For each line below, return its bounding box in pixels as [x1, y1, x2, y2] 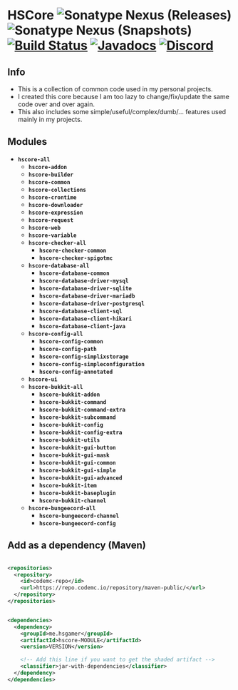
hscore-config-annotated [38, 368, 113, 375]
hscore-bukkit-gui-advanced [38, 475, 123, 482]
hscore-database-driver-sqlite [38, 285, 132, 292]
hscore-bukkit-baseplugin [38, 489, 116, 497]
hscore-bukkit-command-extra [38, 406, 126, 413]
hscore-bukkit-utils [38, 436, 100, 444]
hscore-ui [28, 375, 58, 383]
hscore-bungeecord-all [28, 504, 96, 512]
